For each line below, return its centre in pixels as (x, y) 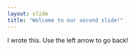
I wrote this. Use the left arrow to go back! (68, 40)
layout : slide (28, 14)
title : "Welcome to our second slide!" (65, 20)
